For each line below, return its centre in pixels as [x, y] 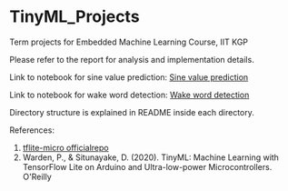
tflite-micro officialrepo [65, 147]
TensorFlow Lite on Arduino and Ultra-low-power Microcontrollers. [147, 166]
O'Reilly [37, 176]
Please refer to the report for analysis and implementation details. [132, 59]
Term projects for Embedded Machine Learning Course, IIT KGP [129, 42]
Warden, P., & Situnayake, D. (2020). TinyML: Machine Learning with [151, 157]
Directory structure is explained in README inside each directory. [132, 112]
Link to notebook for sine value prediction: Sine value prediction [129, 77]
